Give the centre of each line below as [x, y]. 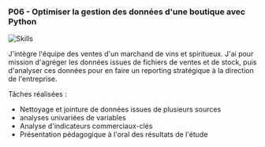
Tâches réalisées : [37, 94]
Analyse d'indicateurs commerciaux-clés [86, 126]
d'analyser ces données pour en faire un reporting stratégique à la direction [131, 71]
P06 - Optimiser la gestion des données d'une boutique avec [127, 12]
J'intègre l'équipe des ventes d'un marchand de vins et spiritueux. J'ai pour [131, 54]
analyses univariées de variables [73, 118]
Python [22, 21]
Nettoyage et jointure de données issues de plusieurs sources [120, 109]
